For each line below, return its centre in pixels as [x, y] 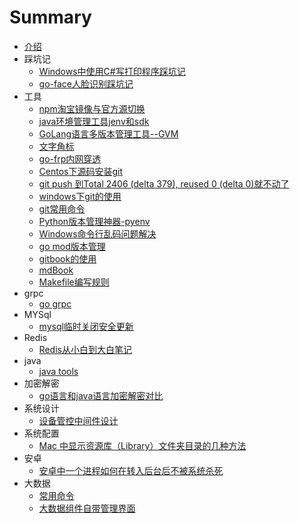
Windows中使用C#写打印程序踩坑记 [112, 71]
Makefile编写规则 [74, 282]
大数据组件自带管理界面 [87, 508]
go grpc [55, 303]
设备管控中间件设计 [78, 420]
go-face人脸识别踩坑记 [86, 83]
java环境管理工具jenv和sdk [94, 121]
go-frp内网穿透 [70, 158]
